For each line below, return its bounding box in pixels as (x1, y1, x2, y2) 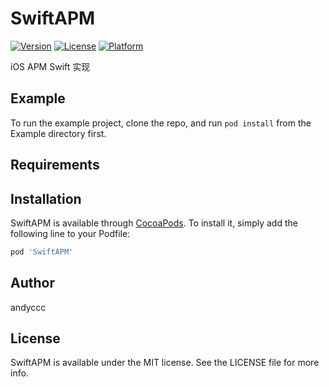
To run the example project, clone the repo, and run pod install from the (10, 117, 312, 129)
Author (10, 275, 55, 292)
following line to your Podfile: (10, 227, 131, 239)
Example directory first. (10, 127, 107, 139)
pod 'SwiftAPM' (10, 247, 74, 257)
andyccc (10, 301, 47, 313)
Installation (10, 190, 82, 207)
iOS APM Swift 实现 (10, 60, 91, 72)
